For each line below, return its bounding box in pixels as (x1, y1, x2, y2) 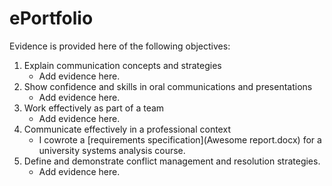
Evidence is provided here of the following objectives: (9, 40, 231, 52)
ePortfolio (9, 7, 94, 30)
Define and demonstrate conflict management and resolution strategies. (23, 155, 321, 167)
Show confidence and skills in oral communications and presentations (23, 80, 313, 92)
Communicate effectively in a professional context (23, 123, 231, 135)
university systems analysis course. (38, 144, 186, 156)
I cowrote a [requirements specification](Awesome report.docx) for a (38, 133, 322, 146)
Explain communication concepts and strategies (23, 59, 222, 71)
